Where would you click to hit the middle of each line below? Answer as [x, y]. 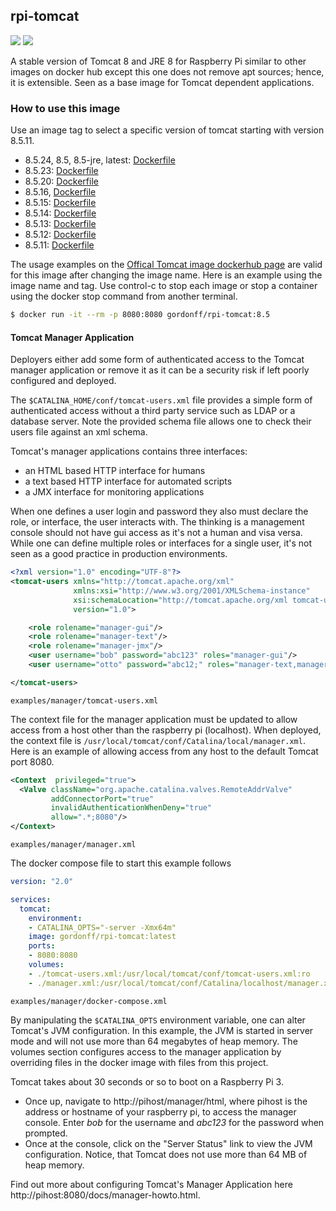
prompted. [46, 1133]
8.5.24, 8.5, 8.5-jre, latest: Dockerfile [100, 160]
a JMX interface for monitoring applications [114, 492]
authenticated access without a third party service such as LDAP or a [153, 411]
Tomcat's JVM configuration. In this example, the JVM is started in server [162, 1030]
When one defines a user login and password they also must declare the [159, 511]
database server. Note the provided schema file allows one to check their [161, 421]
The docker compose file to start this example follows [121, 863]
